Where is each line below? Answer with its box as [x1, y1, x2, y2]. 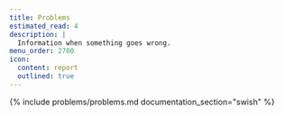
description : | [9, 30, 67, 39]
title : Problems [9, 13, 70, 22]
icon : [9, 55, 30, 64]
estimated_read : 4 [9, 22, 78, 31]
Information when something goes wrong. [17, 38, 171, 48]
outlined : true [17, 72, 75, 81]
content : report [17, 64, 78, 73]
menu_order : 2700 [9, 47, 75, 56]
